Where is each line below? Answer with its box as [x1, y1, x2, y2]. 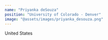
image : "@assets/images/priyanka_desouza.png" [4, 16, 103, 21]
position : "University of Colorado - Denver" [4, 12, 101, 17]
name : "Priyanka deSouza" [4, 7, 58, 12]
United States [4, 30, 33, 36]
